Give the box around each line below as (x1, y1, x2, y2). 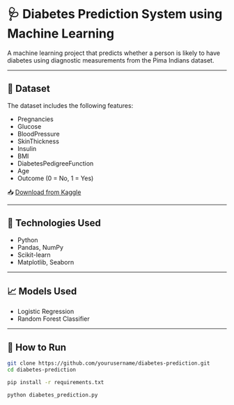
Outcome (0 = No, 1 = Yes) (17, 174, 94, 182)
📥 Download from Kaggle (7, 188, 81, 196)
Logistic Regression (17, 308, 75, 316)
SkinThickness (17, 137, 59, 145)
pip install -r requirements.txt (7, 379, 104, 386)
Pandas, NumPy (17, 243, 64, 251)
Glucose (17, 122, 42, 130)
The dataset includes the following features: (7, 101, 134, 109)
